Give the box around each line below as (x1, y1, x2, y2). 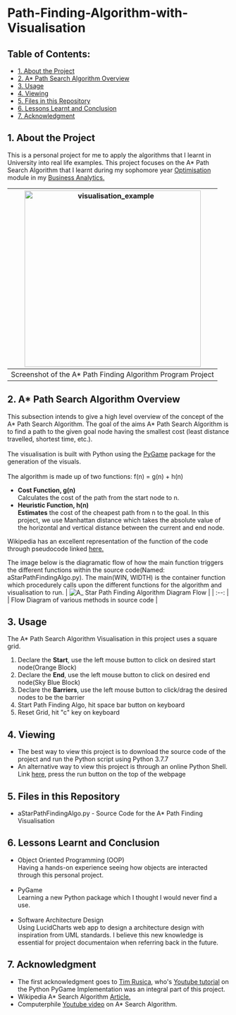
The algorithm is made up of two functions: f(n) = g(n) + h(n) (7, 472, 184, 480)
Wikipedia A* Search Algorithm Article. (17, 992, 131, 1001)
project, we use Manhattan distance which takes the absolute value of (17, 516, 221, 524)
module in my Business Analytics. (7, 173, 105, 181)
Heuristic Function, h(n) (17, 501, 89, 509)
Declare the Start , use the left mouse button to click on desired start (17, 656, 216, 664)
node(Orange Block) (17, 663, 77, 671)
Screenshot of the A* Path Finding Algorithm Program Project (11, 369, 215, 379)
